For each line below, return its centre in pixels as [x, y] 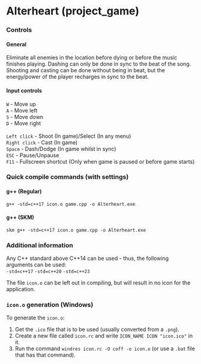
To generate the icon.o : [35, 318]
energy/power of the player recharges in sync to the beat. [77, 77]
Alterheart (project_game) [73, 11]
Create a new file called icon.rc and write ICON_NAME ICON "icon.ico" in [104, 336]
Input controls [24, 90]
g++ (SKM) [20, 217]
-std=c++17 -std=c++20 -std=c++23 [48, 272]
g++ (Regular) [24, 191]
